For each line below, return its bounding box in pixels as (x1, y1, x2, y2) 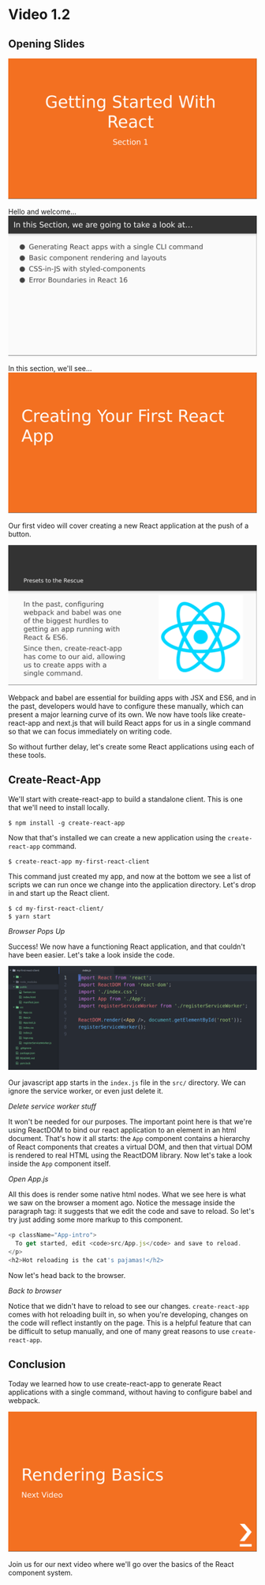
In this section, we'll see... (8, 364, 92, 373)
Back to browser (8, 1286, 62, 1295)
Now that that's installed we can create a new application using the (8, 832, 226, 842)
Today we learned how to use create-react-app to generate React (8, 1378, 222, 1388)
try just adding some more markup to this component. (8, 1215, 183, 1224)
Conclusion (8, 1358, 66, 1371)
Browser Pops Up (8, 926, 65, 935)
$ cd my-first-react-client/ (8, 904, 104, 912)
